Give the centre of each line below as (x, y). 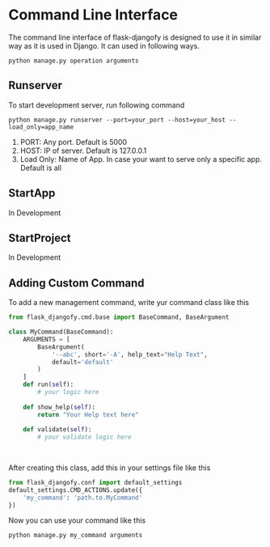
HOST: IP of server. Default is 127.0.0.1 (83, 151)
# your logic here (68, 392)
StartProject (40, 237)
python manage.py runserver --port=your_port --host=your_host (117, 120)
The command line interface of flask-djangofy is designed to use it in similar (135, 37)
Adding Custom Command (76, 283)
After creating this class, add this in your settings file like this (110, 468)
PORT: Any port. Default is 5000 (74, 142)
